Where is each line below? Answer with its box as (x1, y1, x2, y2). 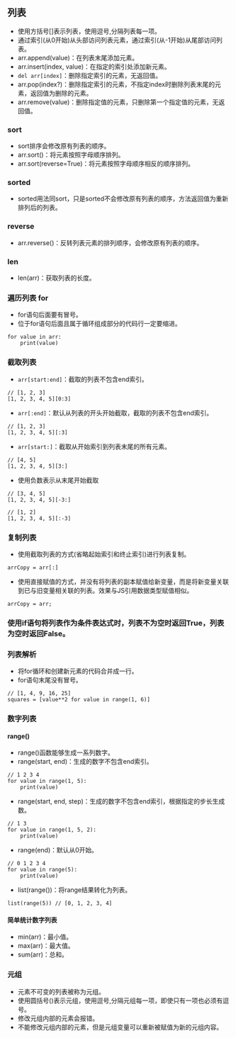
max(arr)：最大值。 (17, 942, 74, 950)
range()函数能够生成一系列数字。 (17, 748, 115, 757)
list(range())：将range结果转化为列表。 (17, 886, 132, 894)
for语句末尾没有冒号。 (17, 676, 83, 684)
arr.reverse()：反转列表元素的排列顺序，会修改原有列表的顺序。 (17, 238, 203, 247)
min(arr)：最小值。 (17, 932, 73, 941)
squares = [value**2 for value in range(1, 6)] (7, 696, 151, 704)
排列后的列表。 (17, 203, 62, 212)
